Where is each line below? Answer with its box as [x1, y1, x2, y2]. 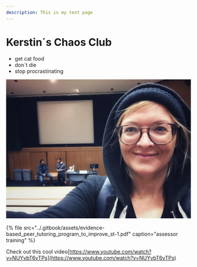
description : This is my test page [6, 9, 93, 15]
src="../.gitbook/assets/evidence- [23, 224, 105, 231]
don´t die [14, 61, 37, 68]
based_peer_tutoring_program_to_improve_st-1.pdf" [6, 230, 131, 238]
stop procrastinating [14, 68, 63, 75]
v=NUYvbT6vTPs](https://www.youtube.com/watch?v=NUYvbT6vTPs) [6, 254, 176, 261]
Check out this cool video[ [6, 248, 70, 255]
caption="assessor [132, 230, 178, 238]
